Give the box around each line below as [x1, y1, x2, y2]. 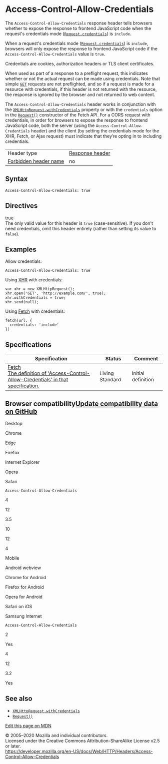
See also [5, 695, 32, 703]
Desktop [5, 421, 22, 426]
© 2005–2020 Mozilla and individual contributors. [5, 732, 108, 738]
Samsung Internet [5, 613, 42, 619]
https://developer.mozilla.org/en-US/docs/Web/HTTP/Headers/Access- [5, 748, 153, 754]
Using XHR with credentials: [5, 277, 63, 283]
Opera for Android [5, 594, 42, 600]
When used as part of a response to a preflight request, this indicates [5, 70, 148, 76]
